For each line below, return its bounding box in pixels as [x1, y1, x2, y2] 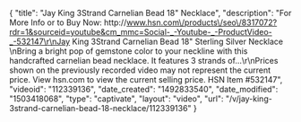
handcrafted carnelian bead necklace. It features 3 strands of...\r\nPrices [9, 56, 279, 65]
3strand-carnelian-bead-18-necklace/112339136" [9, 103, 192, 113]
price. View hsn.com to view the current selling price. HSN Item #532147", [9, 74, 283, 84]
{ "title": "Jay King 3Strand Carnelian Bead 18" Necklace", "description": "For [9, 8, 292, 18]
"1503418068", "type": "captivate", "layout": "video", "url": [9, 93, 224, 104]
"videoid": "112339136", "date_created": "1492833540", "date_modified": [9, 84, 279, 94]
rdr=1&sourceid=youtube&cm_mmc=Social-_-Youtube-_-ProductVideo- [9, 27, 272, 37]
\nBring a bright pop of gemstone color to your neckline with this [9, 46, 248, 57]
